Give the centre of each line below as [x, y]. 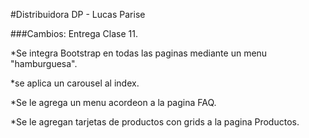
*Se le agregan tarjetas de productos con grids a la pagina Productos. [155, 122]
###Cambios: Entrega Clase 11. [74, 33]
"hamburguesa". [44, 63]
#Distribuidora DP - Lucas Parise [78, 14]
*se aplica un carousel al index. [75, 83]
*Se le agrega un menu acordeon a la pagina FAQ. [113, 102]
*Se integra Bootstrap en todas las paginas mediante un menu [139, 53]
